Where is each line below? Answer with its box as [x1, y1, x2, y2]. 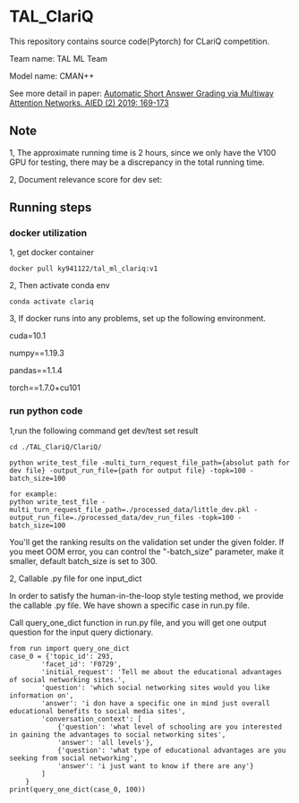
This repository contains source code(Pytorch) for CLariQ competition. [9, 36, 270, 47]
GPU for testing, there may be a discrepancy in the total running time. [9, 157, 266, 167]
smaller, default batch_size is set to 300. [9, 555, 158, 566]
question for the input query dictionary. [9, 627, 154, 637]
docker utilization [9, 226, 88, 239]
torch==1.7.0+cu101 [9, 382, 81, 393]
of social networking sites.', [9, 675, 126, 684]
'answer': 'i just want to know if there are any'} [56, 761, 254, 771]
